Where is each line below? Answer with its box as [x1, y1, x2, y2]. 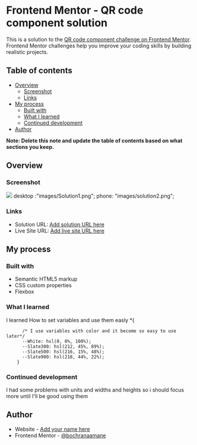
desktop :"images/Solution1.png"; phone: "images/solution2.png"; [13, 192, 175, 199]
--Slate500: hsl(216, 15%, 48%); [21, 348, 105, 355]
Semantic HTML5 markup [14, 275, 78, 282]
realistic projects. [6, 48, 49, 55]
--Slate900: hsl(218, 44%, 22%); [21, 354, 105, 360]
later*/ [6, 333, 26, 339]
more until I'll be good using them [6, 393, 88, 400]
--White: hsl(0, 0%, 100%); [21, 338, 92, 344]
